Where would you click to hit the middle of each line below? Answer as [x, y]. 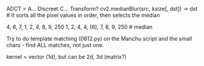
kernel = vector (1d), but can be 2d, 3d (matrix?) [66, 57]
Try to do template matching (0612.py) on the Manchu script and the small [99, 38]
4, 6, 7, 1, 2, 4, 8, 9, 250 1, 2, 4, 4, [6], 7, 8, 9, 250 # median [79, 27]
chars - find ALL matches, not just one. [55, 45]
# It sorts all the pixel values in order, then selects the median [83, 15]
